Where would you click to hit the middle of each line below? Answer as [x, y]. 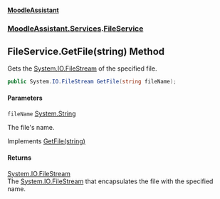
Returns [20, 158]
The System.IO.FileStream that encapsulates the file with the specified [110, 181]
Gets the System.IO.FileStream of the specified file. [82, 68]
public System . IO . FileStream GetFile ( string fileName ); [92, 82]
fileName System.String [42, 113]
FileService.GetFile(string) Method [86, 51]
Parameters [25, 98]
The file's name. [31, 128]
